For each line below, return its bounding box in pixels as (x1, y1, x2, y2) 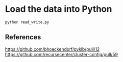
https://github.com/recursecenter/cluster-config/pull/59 (5, 51, 118, 57)
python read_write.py (5, 20, 49, 25)
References (5, 33, 41, 41)
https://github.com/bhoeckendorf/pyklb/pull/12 (5, 46, 100, 52)
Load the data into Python (5, 3, 112, 15)
